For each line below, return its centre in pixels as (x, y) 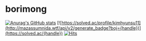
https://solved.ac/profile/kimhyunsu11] (101, 23)
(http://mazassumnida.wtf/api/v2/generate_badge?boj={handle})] (73, 28)
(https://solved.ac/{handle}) (34, 33)
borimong (26, 9)
